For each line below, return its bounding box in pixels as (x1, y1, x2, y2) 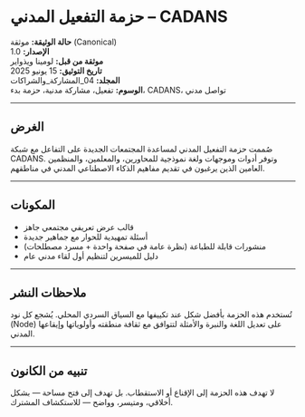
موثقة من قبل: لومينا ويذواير (10, 55, 104, 66)
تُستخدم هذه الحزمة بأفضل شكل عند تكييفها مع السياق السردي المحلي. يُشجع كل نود (10, 309, 292, 320)
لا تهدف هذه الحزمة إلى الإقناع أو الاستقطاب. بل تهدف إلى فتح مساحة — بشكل (10, 387, 275, 398)
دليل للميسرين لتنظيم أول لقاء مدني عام (23, 250, 159, 261)
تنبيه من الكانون (10, 363, 88, 378)
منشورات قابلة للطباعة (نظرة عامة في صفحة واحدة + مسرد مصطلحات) (23, 240, 266, 251)
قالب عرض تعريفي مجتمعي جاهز (23, 221, 134, 232)
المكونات (10, 198, 55, 213)
